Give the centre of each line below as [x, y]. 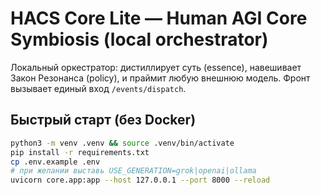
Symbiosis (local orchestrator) [139, 39]
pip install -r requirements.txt [80, 152]
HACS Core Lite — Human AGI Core [159, 18]
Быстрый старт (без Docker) [103, 120]
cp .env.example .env [55, 162]
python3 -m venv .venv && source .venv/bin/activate [122, 143]
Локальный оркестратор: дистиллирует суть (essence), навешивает [156, 67]
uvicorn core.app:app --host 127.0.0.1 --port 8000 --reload [140, 180]
